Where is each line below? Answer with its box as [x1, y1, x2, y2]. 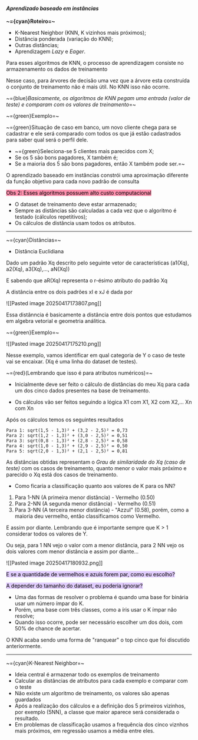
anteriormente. [6, 643, 42, 650]
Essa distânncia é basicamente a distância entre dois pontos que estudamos [6, 311, 192, 318]
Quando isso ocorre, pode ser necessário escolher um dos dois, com [14, 619, 183, 626]
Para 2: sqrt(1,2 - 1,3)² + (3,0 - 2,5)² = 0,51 [6, 433, 128, 439]
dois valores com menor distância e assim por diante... [6, 548, 139, 555]
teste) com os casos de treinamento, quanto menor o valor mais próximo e [6, 465, 187, 472]
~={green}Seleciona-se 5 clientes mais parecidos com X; [14, 148, 154, 155]
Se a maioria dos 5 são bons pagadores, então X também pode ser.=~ [14, 160, 186, 167]
